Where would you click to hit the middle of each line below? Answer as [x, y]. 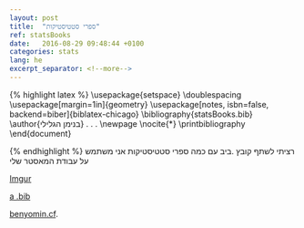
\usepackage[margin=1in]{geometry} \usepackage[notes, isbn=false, [139, 104]
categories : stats [44, 52]
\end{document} [41, 133]
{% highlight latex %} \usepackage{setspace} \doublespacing [126, 94]
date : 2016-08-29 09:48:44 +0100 [77, 43]
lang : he [26, 60]
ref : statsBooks [40, 35]
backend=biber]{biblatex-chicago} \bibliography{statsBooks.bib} [131, 114]
